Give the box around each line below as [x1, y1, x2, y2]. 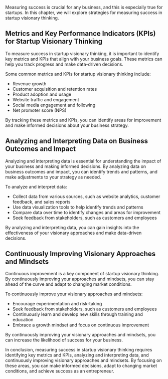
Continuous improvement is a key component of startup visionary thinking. [5, 271, 159, 277]
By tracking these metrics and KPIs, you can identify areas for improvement [5, 117, 161, 123]
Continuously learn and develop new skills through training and [12, 311, 143, 317]
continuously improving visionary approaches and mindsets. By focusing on [5, 357, 162, 363]
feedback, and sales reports [12, 199, 71, 205]
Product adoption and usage [12, 91, 72, 97]
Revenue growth [12, 80, 47, 87]
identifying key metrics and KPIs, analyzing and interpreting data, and [5, 352, 149, 358]
